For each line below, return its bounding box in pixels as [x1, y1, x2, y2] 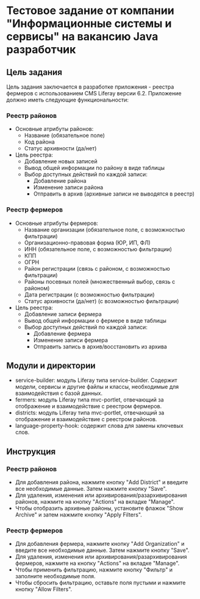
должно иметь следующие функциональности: [6, 96, 129, 103]
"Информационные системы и [6, 17, 172, 31]
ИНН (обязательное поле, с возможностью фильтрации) [24, 245, 173, 252]
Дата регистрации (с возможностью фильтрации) [24, 291, 155, 298]
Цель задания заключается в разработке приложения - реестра [6, 83, 174, 90]
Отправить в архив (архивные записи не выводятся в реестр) [33, 190, 195, 197]
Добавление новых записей [24, 158, 98, 165]
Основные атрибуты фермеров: [15, 219, 99, 227]
